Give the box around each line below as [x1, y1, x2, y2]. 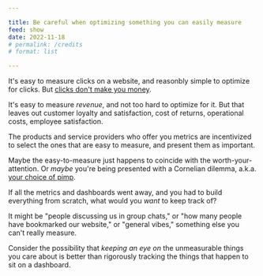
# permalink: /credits [8, 40, 83, 48]
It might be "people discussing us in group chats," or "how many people [8, 211, 242, 221]
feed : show [8, 25, 44, 34]
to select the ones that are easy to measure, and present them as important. [8, 140, 255, 150]
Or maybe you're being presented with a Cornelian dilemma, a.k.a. [40, 164, 257, 173]
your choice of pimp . [8, 173, 76, 182]
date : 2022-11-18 [8, 33, 66, 41]
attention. [8, 164, 39, 173]
